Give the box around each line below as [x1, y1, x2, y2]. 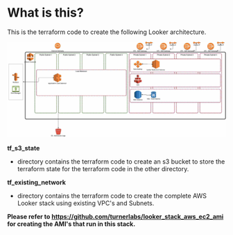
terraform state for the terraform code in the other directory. [17, 164, 189, 173]
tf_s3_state [7, 143, 40, 152]
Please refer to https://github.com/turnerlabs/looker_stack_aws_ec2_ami [7, 212, 224, 220]
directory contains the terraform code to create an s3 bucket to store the [17, 157, 225, 166]
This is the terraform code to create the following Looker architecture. [7, 28, 207, 36]
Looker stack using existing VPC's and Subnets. [17, 199, 155, 207]
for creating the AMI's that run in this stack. [7, 220, 136, 228]
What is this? [7, 5, 85, 21]
